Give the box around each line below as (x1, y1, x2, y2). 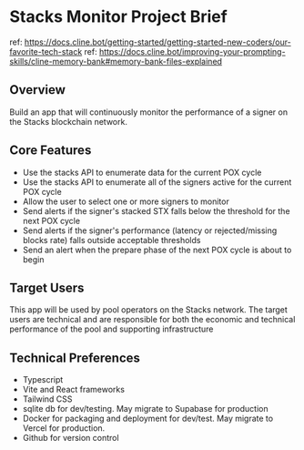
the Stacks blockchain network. (9, 116, 127, 127)
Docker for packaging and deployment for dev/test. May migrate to (22, 413, 274, 424)
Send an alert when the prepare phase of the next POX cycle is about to (22, 244, 292, 255)
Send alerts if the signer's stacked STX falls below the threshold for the (22, 205, 290, 216)
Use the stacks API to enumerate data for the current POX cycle (22, 167, 262, 178)
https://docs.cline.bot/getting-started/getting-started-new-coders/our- (24, 36, 291, 47)
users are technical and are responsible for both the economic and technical (9, 314, 296, 325)
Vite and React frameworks (22, 384, 126, 395)
